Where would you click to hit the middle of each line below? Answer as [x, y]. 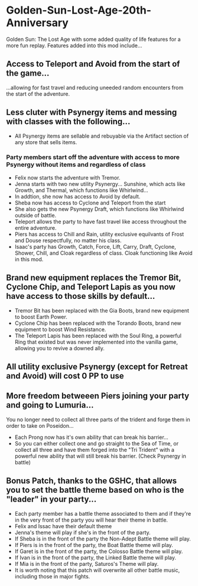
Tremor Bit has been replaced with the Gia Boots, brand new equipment [102, 310]
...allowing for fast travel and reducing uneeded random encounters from [95, 87]
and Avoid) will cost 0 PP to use [65, 376]
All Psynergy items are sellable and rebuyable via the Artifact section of [102, 136]
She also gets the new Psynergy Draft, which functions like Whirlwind [99, 209]
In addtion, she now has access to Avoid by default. [77, 196]
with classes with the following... [68, 122]
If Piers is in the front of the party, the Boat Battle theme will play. [94, 545]
